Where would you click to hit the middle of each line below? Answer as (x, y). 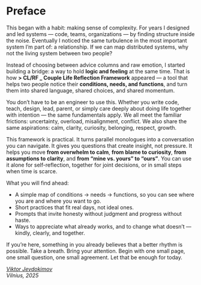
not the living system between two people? (59, 53)
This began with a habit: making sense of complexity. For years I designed (98, 28)
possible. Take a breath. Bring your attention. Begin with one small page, (96, 251)
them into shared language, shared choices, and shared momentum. (91, 90)
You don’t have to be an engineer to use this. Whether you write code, (93, 102)
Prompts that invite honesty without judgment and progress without (98, 213)
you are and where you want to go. (58, 201)
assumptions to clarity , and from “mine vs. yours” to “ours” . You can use (99, 158)
